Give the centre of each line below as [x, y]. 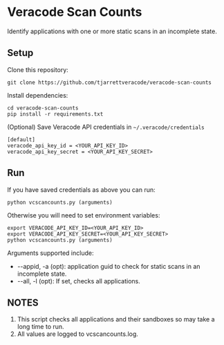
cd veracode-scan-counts [43, 108]
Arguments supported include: [50, 253]
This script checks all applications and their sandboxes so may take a [116, 319]
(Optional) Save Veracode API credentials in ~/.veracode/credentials [106, 127]
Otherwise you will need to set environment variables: [84, 215]
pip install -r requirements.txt [55, 114]
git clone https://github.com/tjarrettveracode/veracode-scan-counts [110, 82]
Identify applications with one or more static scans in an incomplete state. [112, 31]
